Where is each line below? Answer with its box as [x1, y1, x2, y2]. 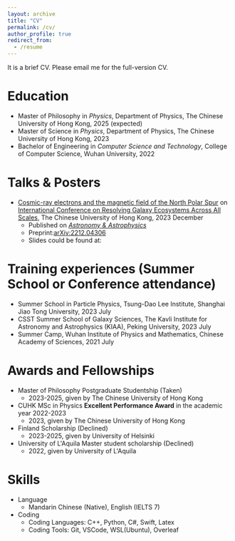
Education [7, 88, 69, 104]
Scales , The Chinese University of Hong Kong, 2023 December [17, 213, 204, 222]
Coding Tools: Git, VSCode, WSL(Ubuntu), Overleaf [28, 525, 179, 534]
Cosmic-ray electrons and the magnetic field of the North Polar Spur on [17, 197, 228, 207]
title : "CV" [7, 17, 43, 24]
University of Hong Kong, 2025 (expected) [17, 119, 143, 128]
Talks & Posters [7, 175, 101, 191]
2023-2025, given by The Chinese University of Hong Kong [28, 393, 203, 402]
